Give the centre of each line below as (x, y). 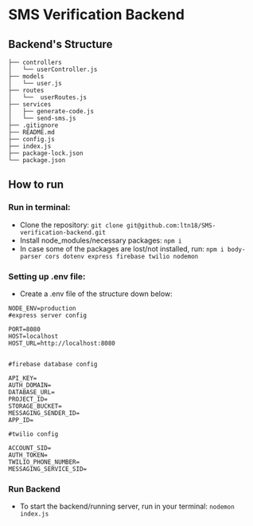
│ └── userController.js (53, 69)
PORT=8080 (25, 329)
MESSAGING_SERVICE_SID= (48, 469)
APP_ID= (21, 420)
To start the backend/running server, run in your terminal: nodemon (127, 506)
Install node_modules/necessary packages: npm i (101, 240)
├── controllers (35, 62)
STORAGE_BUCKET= (35, 406)
